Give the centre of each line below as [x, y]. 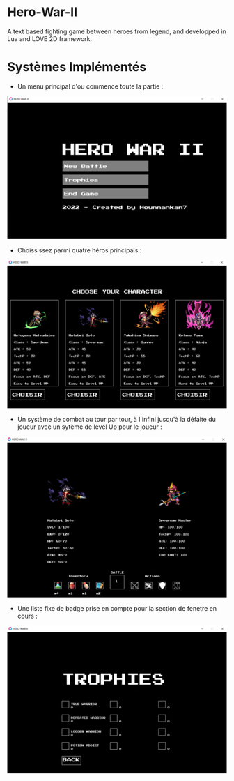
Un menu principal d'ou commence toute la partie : [90, 86]
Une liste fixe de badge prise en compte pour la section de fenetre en [117, 608]
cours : [28, 616]
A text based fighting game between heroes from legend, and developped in [117, 31]
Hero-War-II [42, 12]
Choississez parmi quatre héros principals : [79, 250]
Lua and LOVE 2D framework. [50, 38]
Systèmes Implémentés [77, 67]
